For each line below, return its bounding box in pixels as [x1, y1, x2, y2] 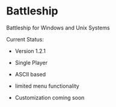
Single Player [14, 59, 48, 66]
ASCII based [14, 70, 46, 78]
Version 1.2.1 [14, 47, 46, 55]
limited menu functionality [14, 82, 79, 90]
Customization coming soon [14, 94, 85, 101]
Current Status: [6, 35, 44, 43]
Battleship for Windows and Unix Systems [6, 24, 110, 31]
